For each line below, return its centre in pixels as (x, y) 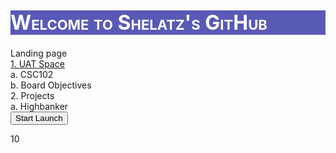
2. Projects (32, 96)
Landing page (39, 53)
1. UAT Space (37, 64)
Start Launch (39, 118)
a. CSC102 (32, 75)
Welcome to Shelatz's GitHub (139, 22)
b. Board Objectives (51, 85)
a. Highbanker (39, 107)
